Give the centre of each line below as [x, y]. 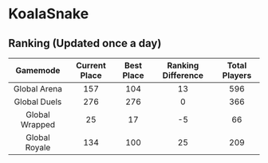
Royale [38, 147]
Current [91, 66]
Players [237, 75]
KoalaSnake [49, 14]
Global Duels [38, 102]
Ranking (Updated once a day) [85, 43]
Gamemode [38, 70]
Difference [183, 75]
